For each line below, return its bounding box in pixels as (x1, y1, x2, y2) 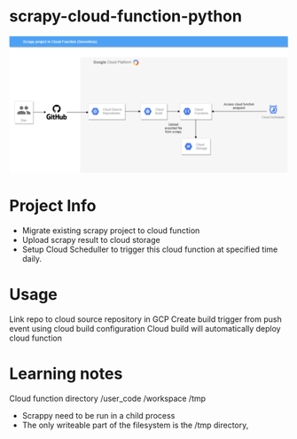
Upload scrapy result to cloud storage (21, 234, 161, 245)
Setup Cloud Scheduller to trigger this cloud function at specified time (21, 244, 278, 255)
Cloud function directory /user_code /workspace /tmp (9, 393, 207, 404)
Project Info (9, 196, 97, 216)
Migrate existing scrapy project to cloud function (21, 224, 200, 236)
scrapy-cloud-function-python (9, 6, 242, 27)
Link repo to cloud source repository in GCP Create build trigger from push (9, 313, 282, 325)
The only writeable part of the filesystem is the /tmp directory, (21, 419, 249, 430)
